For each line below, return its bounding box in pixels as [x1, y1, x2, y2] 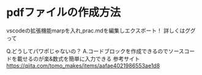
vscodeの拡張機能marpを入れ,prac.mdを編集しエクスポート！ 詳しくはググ [6, 27, 196, 34]
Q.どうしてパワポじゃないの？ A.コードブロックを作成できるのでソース [6, 47, 185, 55]
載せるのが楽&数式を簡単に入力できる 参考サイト [17, 55, 140, 62]
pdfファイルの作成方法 [6, 5, 121, 20]
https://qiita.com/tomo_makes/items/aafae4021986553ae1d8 [6, 62, 160, 69]
